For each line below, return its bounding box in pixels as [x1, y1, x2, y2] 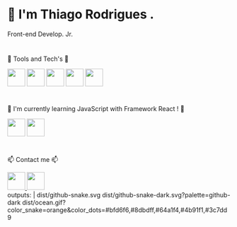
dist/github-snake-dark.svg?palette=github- [102, 190, 231, 199]
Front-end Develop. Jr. [7, 30, 73, 38]
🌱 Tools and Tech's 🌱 [7, 54, 69, 63]
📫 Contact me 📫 [7, 155, 59, 163]
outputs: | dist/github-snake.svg [7, 190, 101, 199]
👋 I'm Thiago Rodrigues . [7, 6, 154, 23]
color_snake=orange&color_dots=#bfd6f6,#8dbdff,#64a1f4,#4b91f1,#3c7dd [7, 205, 228, 214]
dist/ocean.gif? [22, 198, 66, 206]
